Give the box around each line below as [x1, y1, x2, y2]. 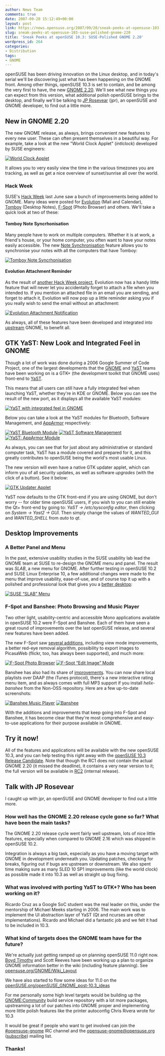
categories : [5, 44, 29, 49]
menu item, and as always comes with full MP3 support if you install [5, 679, 142, 686]
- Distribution [5, 48, 36, 53]
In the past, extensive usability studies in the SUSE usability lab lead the [5, 555, 151, 561]
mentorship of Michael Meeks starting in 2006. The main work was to [5, 906, 146, 912]
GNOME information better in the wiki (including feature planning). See [5, 963, 148, 969]
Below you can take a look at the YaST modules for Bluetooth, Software [5, 415, 150, 420]
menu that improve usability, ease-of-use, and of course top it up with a [5, 576, 151, 582]
